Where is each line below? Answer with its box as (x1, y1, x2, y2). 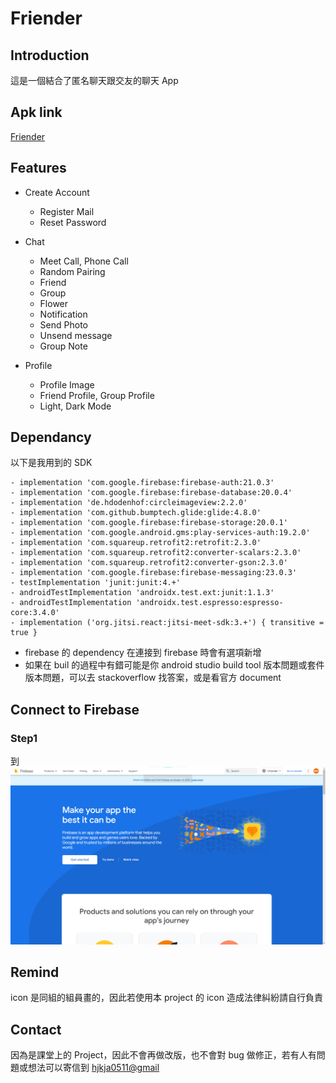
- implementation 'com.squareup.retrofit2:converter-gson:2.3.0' (10, 558, 288, 568)
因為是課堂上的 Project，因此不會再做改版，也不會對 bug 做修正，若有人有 (10, 1049, 317, 1061)
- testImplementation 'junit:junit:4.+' (10, 578, 182, 588)
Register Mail (39, 205, 95, 217)
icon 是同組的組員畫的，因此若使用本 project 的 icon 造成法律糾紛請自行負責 (10, 992, 323, 1004)
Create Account (24, 186, 90, 198)
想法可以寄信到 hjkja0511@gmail (27, 1062, 160, 1074)
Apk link (10, 104, 63, 121)
